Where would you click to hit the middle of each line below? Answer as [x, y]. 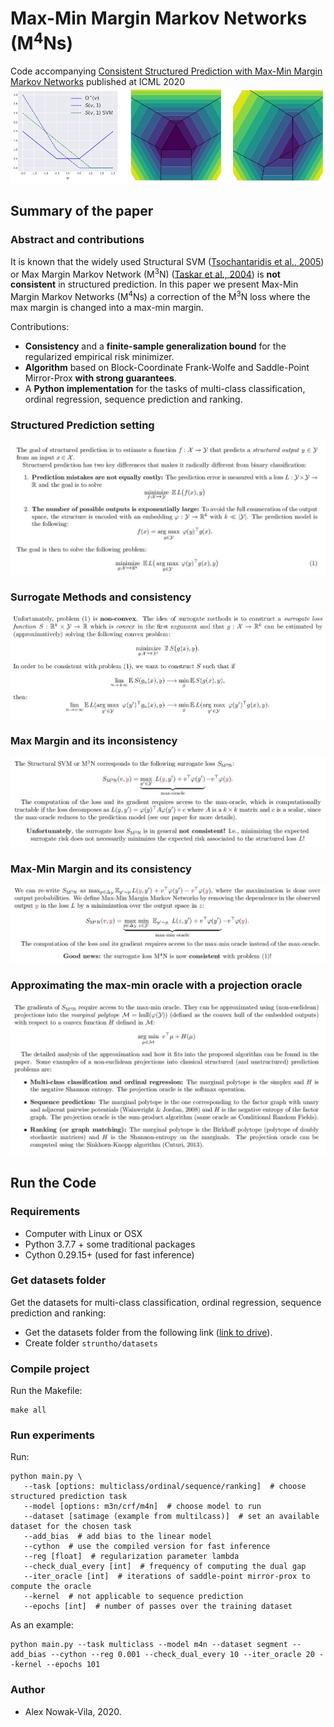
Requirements [45, 1212]
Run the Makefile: [46, 1391]
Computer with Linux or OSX [83, 1233]
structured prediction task [69, 1497]
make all [28, 1410]
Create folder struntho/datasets [91, 1343]
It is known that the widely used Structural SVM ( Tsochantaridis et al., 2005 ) [167, 261]
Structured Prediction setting [82, 425]
